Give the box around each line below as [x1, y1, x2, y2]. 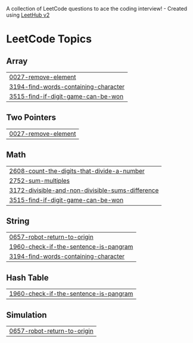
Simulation [6, 310, 47, 320]
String [6, 216, 30, 226]
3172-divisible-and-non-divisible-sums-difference [9, 186, 159, 194]
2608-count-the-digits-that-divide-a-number [9, 166, 145, 175]
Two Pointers [6, 113, 57, 123]
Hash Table [6, 273, 49, 283]
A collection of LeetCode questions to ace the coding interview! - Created [6, 5, 188, 12]
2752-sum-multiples [9, 176, 70, 184]
